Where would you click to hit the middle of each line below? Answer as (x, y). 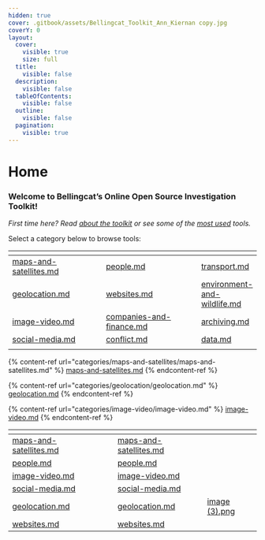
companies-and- (138, 317)
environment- (227, 285)
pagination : (35, 125)
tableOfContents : (44, 96)
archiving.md (225, 322)
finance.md (127, 326)
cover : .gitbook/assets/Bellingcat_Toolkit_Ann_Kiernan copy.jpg (118, 23)
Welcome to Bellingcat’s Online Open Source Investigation (122, 196)
